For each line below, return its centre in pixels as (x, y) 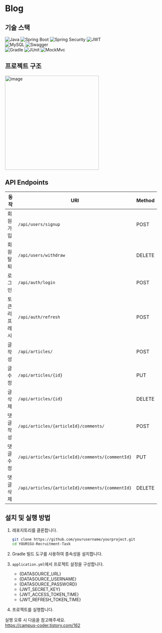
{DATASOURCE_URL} (40, 574)
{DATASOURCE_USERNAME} (48, 579)
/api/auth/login (37, 282)
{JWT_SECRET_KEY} (40, 589)
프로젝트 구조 (23, 66)
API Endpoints (27, 182)
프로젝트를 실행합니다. (33, 610)
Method (145, 200)
